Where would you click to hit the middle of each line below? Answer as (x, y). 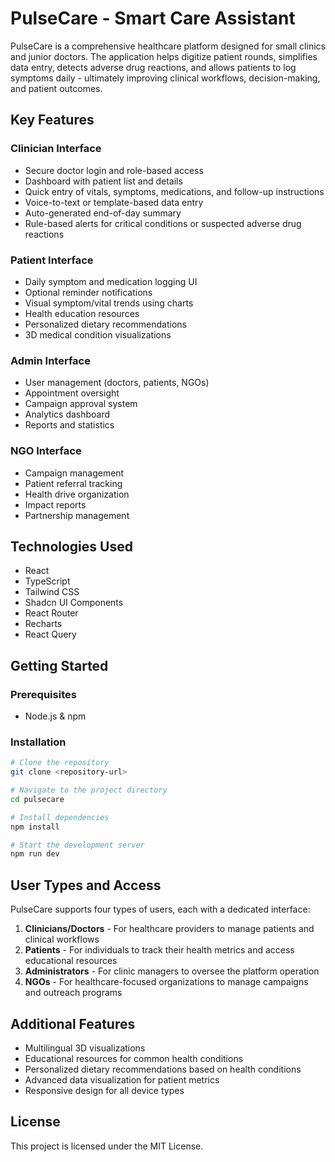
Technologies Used (71, 546)
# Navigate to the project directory (89, 790)
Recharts (43, 624)
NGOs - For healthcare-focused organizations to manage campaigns (166, 982)
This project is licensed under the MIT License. (107, 1146)
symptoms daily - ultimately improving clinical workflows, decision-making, (165, 78)
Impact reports (55, 504)
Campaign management (74, 473)
